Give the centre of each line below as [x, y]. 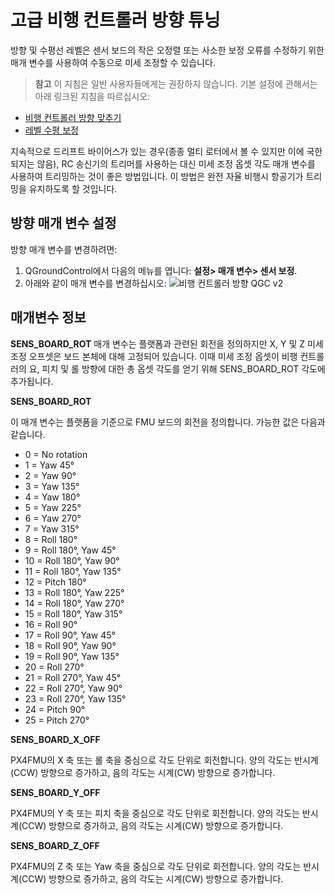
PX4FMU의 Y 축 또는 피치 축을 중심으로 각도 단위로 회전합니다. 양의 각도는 [155, 813]
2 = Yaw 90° [50, 475]
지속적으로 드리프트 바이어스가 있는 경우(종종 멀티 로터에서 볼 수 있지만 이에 [157, 151]
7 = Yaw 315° [52, 528]
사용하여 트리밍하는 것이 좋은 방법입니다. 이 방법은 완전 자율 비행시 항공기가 [157, 176]
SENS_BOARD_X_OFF [55, 739]
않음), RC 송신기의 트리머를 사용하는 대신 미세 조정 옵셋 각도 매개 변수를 [176, 163]
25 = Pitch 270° [57, 720]
